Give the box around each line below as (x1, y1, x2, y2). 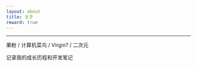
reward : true (6, 19, 38, 25)
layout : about (6, 8, 41, 15)
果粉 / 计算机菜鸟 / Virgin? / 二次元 (6, 41, 89, 48)
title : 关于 (6, 14, 33, 20)
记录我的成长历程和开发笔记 (6, 54, 73, 61)
